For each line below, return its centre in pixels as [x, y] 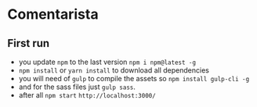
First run [29, 43]
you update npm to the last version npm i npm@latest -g [107, 62]
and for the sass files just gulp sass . [77, 87]
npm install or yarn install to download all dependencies [114, 70]
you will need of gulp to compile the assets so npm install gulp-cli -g [134, 78]
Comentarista [53, 14]
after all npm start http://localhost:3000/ [87, 95]
